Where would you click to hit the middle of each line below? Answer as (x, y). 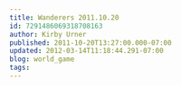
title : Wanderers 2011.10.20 (64, 17)
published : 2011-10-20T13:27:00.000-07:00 (90, 43)
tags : (19, 68)
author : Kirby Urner (48, 34)
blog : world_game (42, 59)
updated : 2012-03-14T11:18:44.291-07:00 (87, 51)
